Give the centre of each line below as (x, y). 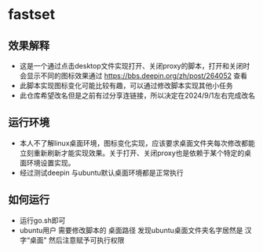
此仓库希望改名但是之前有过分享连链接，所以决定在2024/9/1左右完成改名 (137, 95)
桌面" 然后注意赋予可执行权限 (77, 240)
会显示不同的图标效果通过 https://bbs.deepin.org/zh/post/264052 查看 (133, 76)
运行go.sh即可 (42, 220)
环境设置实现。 (51, 162)
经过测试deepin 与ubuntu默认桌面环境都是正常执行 (102, 172)
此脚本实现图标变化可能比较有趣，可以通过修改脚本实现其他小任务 (126, 85)
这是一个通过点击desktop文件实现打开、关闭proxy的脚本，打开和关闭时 (135, 66)
